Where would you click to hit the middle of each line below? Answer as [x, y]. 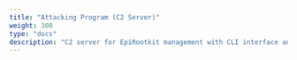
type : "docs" [33, 34]
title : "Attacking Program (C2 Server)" [85, 17]
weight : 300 [31, 26]
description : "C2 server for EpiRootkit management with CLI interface [144, 42]
